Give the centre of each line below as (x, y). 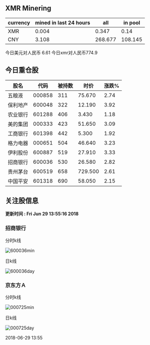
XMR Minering (28, 8)
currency (19, 22)
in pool (132, 22)
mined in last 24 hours (63, 22)
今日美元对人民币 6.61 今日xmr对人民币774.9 (51, 52)
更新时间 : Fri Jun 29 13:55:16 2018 (42, 214)
